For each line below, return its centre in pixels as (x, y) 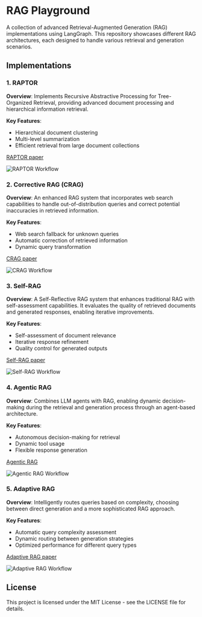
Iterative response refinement (52, 342)
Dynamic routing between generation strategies (74, 538)
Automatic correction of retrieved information (71, 240)
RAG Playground (48, 11)
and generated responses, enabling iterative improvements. (80, 312)
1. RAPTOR (22, 83)
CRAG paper (22, 259)
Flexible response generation (51, 450)
